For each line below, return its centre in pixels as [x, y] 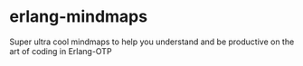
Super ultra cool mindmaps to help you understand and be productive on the [152, 42]
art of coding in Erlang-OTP [61, 51]
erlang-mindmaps [78, 17]
